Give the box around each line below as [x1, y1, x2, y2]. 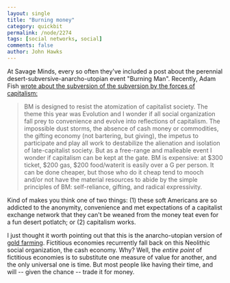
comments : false [7, 42, 53, 49]
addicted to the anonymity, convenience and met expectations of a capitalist [7, 203, 222, 212]
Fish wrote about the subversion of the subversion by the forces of [7, 82, 195, 90]
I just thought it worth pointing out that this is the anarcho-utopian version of [7, 231, 222, 239]
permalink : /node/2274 [7, 29, 72, 36]
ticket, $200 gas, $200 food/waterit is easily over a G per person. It [23, 161, 214, 169]
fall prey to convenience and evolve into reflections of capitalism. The [23, 117, 220, 125]
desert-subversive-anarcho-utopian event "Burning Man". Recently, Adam [7, 74, 216, 82]
